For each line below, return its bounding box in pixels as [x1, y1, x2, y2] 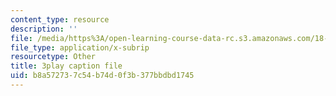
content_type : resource [10, 14, 110, 25]
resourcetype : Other [10, 52, 97, 62]
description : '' [10, 24, 78, 34]
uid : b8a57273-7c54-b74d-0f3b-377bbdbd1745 [10, 71, 195, 81]
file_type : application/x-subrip [10, 42, 150, 53]
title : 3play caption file [10, 61, 123, 71]
